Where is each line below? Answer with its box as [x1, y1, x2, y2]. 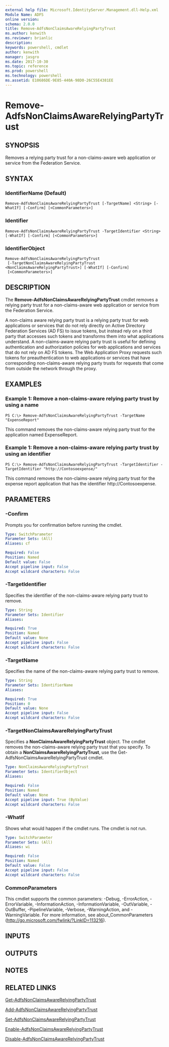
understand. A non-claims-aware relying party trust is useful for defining [5, 338, 156, 344]
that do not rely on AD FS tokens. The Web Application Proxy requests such [5, 349, 162, 355]
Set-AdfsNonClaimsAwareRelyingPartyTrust [5, 1016, 96, 1022]
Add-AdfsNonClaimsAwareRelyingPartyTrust [5, 1006, 98, 1013]
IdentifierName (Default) [5, 190, 66, 197]
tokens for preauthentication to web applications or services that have [5, 355, 150, 361]
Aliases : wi [5, 844, 30, 850]
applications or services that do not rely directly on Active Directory [5, 322, 145, 328]
